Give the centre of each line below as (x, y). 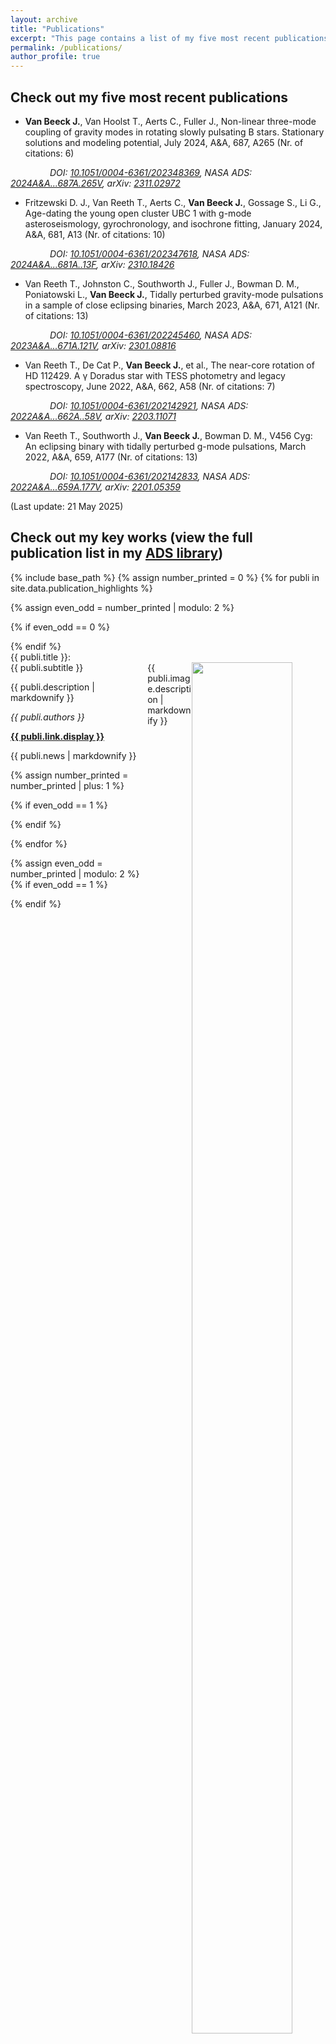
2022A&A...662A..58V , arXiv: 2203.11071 (93, 416)
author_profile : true (55, 57)
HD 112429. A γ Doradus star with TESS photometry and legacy (155, 375)
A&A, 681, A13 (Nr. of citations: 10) (95, 234)
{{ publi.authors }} (47, 717)
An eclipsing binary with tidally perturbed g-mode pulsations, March (165, 446)
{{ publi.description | (52, 687)
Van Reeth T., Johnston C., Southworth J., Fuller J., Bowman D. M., (162, 283)
